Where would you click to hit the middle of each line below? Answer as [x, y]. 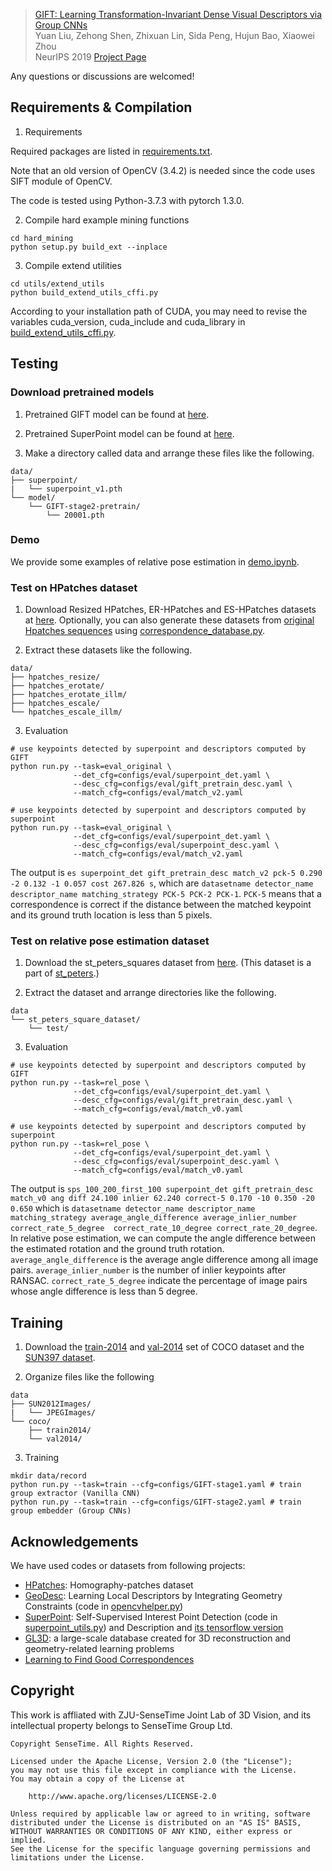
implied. [28, 1840]
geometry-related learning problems [99, 1649]
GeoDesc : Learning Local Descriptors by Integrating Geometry [153, 1596]
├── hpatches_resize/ [55, 677]
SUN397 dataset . [60, 1358]
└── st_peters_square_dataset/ [75, 1020]
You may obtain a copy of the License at [98, 1779]
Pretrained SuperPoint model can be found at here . [129, 433]
